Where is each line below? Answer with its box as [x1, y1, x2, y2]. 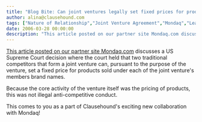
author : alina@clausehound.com [6, 14, 85, 20]
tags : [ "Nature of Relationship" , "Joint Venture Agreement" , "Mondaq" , [6, 20, 187, 26]
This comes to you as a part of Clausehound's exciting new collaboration [6, 103, 187, 110]
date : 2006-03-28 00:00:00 [6, 25, 74, 32]
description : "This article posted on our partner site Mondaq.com [6, 31, 179, 37]
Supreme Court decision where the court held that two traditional [6, 54, 167, 61]
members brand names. [6, 73, 66, 81]
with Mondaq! [6, 109, 40, 117]
